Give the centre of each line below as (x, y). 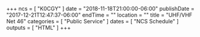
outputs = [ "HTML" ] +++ (39, 27)
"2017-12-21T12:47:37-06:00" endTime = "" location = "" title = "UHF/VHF (99, 15)
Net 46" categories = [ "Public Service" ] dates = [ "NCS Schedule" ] (92, 21)
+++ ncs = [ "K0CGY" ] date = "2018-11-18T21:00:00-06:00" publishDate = (101, 9)
